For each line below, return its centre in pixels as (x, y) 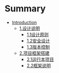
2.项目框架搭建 (34, 53)
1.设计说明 (29, 28)
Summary (25, 9)
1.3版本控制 (38, 47)
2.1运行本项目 (40, 59)
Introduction (24, 22)
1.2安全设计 (38, 41)
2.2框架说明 (39, 66)
